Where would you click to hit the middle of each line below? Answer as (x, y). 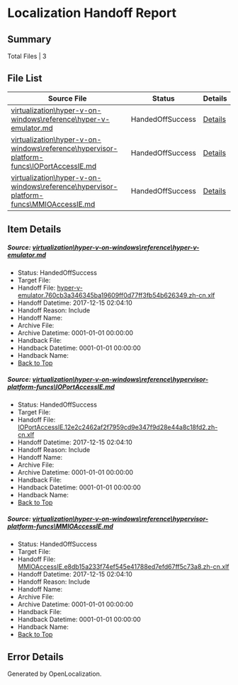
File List (25, 78)
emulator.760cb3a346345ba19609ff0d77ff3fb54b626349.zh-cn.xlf (116, 295)
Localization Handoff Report (92, 13)
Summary (29, 39)
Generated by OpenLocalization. (55, 674)
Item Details (34, 229)
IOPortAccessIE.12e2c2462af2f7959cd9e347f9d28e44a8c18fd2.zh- (118, 427)
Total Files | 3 (27, 56)
